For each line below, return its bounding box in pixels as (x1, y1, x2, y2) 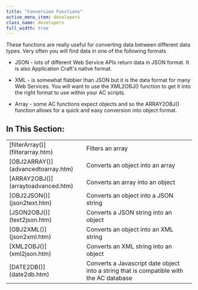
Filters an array (86, 144, 128, 153)
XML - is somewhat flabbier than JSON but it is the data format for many (14, 77, 191, 84)
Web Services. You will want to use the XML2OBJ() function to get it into (14, 83, 191, 90)
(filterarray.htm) (9, 148, 53, 156)
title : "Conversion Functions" (6, 8, 83, 15)
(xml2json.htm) (9, 250, 51, 258)
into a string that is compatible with (86, 266, 184, 275)
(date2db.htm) (9, 271, 49, 279)
